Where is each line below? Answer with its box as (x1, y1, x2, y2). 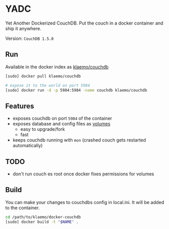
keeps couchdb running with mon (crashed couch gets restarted (12, 137, 147, 143)
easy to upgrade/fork (20, 126, 65, 132)
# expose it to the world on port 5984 (5, 83, 90, 88)
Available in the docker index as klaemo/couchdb (5, 63, 109, 70)
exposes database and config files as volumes (12, 121, 111, 127)
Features (5, 102, 34, 110)
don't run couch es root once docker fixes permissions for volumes (12, 171, 154, 177)
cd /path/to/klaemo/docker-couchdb (5, 214, 81, 220)
